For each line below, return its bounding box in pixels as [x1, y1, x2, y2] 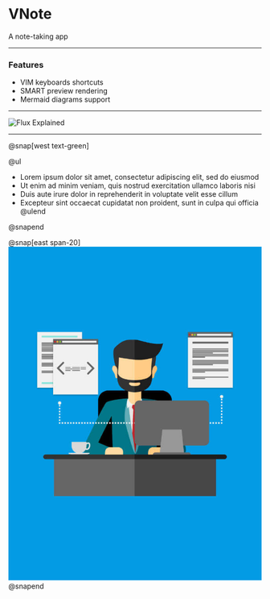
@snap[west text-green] [8, 141, 90, 151]
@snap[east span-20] [8, 238, 81, 248]
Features [8, 59, 44, 70]
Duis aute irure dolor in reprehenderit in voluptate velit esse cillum [19, 189, 239, 199]
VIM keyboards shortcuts [19, 77, 104, 87]
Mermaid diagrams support [19, 94, 111, 105]
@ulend [19, 206, 46, 216]
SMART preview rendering [19, 86, 108, 96]
